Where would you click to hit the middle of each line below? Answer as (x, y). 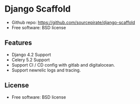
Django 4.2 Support (31, 54)
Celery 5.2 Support (31, 60)
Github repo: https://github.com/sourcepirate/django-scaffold (73, 22)
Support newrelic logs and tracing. (46, 70)
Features (18, 43)
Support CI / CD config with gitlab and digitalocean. (63, 65)
